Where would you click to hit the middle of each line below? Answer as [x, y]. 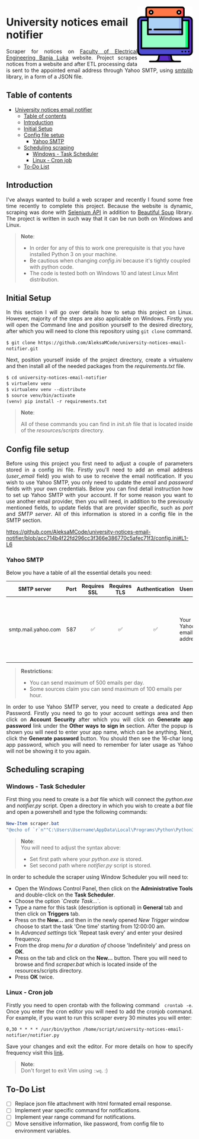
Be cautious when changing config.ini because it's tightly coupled [110, 260]
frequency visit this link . [35, 1053]
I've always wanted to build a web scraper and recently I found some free [99, 199]
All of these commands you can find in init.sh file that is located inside [107, 424]
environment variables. [43, 1131]
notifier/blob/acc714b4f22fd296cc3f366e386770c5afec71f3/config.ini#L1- [97, 538]
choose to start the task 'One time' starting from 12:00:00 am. [90, 926]
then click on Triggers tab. [47, 914]
